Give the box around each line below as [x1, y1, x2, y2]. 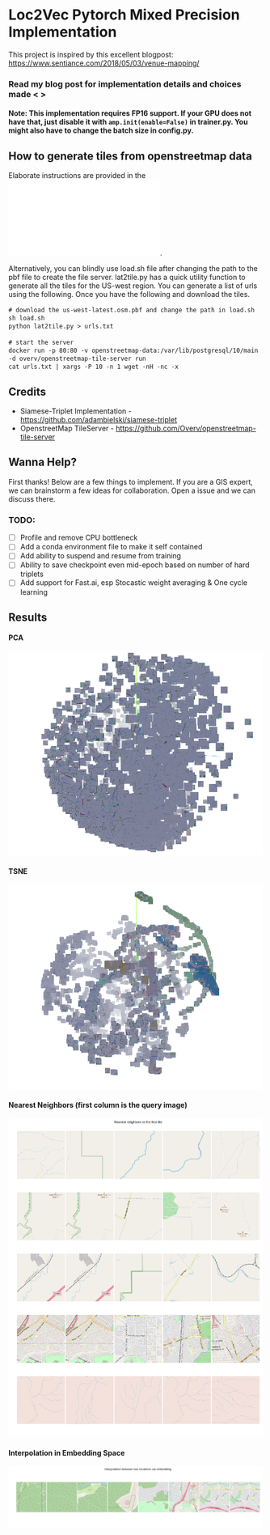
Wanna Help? [8, 456, 77, 469]
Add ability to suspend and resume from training [19, 551, 182, 561]
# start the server [8, 338, 74, 347]
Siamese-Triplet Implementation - [19, 406, 132, 416]
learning [19, 587, 49, 596]
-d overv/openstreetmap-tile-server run [8, 354, 147, 363]
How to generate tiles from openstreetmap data [8, 149, 252, 163]
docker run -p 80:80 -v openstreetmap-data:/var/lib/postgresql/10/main [8, 346, 259, 355]
